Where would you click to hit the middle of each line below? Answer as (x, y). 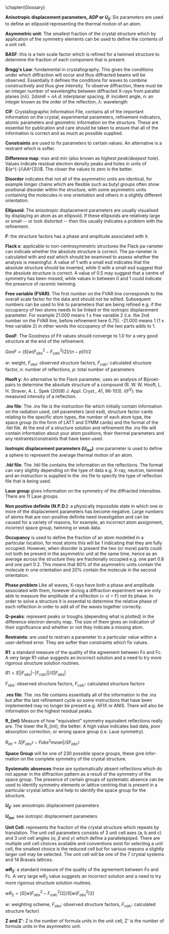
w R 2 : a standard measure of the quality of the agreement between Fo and (82, 870)
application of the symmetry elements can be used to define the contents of (84, 39)
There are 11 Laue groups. (32, 496)
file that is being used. (28, 481)
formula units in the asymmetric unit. (43, 926)
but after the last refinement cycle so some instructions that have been (79, 700)
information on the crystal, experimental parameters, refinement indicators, (83, 117)
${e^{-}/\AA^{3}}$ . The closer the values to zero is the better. (69, 169)
